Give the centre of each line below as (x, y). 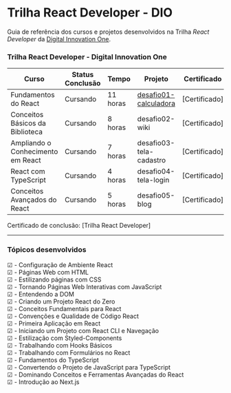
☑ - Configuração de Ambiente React (60, 265)
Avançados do (34, 200)
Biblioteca (27, 132)
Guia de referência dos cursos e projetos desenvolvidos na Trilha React (108, 32)
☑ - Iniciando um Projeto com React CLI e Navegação (83, 330)
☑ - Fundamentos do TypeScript (53, 360)
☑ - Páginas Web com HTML (48, 272)
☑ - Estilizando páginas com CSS (54, 279)
